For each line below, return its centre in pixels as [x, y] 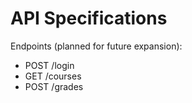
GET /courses [53, 76]
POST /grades [54, 86]
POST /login [49, 65]
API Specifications [89, 18]
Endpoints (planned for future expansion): [96, 46]
